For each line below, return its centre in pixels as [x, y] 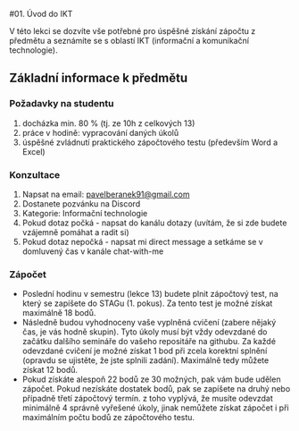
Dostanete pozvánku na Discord [81, 203]
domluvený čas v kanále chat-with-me [93, 251]
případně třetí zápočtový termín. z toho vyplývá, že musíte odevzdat [148, 399]
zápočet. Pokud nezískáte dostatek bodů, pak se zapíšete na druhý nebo [156, 389]
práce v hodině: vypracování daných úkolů [100, 132]
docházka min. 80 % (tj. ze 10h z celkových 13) [108, 123]
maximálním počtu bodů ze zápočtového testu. [108, 418]
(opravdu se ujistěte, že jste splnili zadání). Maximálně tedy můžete [145, 360]
